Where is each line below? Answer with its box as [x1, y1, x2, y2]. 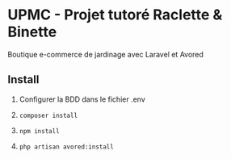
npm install [19, 127, 60, 135]
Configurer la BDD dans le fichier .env [19, 94, 146, 104]
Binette [7, 23, 57, 41]
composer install [19, 111, 78, 119]
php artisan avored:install [19, 143, 114, 151]
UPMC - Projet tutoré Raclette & [7, 6, 223, 24]
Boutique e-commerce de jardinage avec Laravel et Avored [7, 49, 204, 59]
